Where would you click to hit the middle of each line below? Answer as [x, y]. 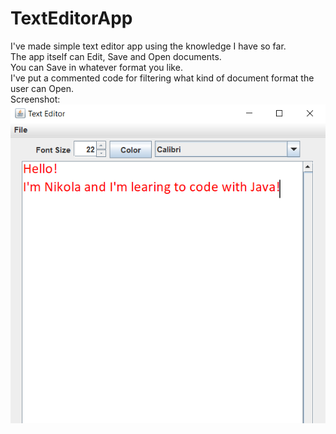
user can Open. [42, 88]
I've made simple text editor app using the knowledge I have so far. [148, 46]
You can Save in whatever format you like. [96, 67]
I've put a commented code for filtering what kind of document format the [162, 78]
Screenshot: [35, 99]
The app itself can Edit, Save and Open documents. [116, 56]
